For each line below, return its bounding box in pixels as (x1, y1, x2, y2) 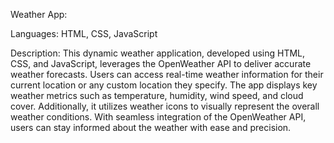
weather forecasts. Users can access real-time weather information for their (10, 69, 324, 80)
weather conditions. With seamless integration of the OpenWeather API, (10, 111, 307, 123)
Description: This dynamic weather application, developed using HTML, (10, 47, 306, 59)
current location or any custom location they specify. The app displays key (10, 79, 318, 91)
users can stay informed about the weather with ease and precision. (10, 122, 292, 133)
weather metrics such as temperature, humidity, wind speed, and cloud (10, 90, 304, 101)
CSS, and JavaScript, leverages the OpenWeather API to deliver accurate (10, 58, 312, 69)
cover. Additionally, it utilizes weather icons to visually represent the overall (10, 100, 320, 112)
